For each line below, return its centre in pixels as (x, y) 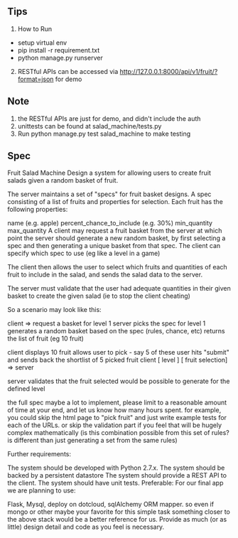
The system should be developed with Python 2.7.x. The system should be (116, 468)
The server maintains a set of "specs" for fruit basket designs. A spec (109, 194)
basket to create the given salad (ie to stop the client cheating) (99, 296)
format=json (36, 79)
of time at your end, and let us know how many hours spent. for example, (114, 410)
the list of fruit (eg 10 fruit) (45, 339)
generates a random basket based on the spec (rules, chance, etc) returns (116, 331)
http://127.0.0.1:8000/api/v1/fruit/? (169, 71)
